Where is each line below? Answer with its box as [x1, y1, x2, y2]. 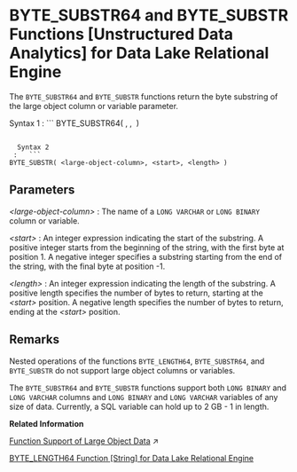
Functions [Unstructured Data [9, 24, 233, 44]
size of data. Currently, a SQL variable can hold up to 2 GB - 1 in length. [9, 401, 270, 412]
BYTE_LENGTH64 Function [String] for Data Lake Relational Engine [9, 452, 254, 463]
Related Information [9, 418, 84, 429]
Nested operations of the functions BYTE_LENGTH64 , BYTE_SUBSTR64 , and [9, 356, 265, 366]
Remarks [9, 332, 60, 347]
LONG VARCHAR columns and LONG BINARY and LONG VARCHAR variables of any [9, 391, 278, 402]
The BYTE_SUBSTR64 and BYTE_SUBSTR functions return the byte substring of [9, 90, 278, 102]
